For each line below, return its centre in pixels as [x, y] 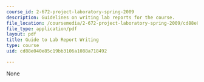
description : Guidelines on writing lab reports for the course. [90, 17]
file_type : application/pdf [42, 29]
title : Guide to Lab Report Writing [53, 40]
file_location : [25, 23]
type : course [23, 46]
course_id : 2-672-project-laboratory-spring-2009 [70, 12]
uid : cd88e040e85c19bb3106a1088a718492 [57, 51]
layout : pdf [21, 34]
